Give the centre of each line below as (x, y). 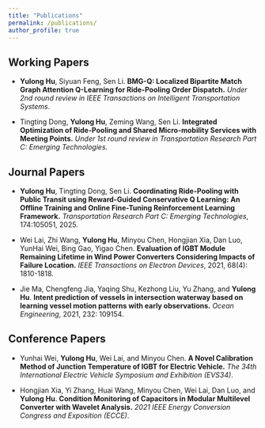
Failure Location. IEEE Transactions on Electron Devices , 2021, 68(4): (133, 265)
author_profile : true (44, 30)
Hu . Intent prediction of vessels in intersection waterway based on (131, 297)
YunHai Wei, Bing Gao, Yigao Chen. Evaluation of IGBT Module (123, 248)
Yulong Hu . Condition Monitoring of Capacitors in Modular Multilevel (135, 398)
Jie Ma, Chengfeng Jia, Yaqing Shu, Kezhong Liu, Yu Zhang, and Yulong (138, 289)
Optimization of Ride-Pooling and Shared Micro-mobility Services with (138, 131)
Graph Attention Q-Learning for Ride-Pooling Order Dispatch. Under (133, 90)
